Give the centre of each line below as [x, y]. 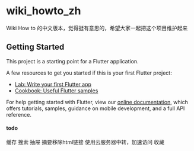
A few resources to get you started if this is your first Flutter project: [89, 73]
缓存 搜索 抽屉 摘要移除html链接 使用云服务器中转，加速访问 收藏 [85, 142]
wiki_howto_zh [44, 11]
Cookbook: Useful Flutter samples [56, 91]
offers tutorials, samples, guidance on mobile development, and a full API [96, 108]
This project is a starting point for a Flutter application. [72, 61]
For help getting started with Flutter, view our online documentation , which [97, 102]
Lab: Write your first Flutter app [53, 84]
